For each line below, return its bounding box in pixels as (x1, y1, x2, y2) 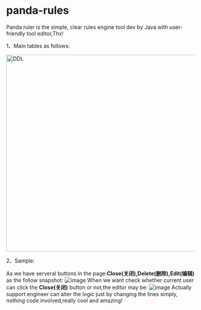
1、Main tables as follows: (6, 42, 70, 49)
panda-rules (6, 4, 69, 17)
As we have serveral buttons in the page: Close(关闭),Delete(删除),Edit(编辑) (6, 270, 195, 277)
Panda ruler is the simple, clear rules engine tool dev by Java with (6, 23, 169, 31)
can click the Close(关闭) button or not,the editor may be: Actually (6, 284, 192, 291)
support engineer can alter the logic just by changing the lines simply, (6, 290, 178, 297)
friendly (6, 29, 26, 37)
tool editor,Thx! (26, 29, 64, 37)
